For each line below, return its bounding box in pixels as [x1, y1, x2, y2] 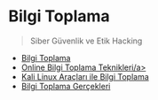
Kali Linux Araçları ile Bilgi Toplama [20, 71, 150, 81]
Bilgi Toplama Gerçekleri [20, 81, 111, 91]
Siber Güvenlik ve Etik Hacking [29, 35, 143, 46]
